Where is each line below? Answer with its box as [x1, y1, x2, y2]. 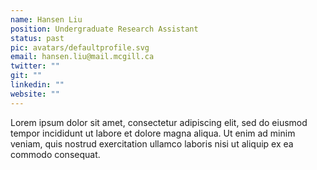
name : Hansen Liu [10, 14, 83, 25]
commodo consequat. [10, 148, 101, 160]
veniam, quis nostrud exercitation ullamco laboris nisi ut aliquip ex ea [10, 137, 294, 150]
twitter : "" [10, 61, 60, 71]
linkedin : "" [10, 80, 65, 90]
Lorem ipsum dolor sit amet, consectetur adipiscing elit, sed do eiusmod [10, 116, 308, 128]
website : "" [10, 89, 60, 99]
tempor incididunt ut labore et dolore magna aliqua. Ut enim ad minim [10, 127, 296, 139]
